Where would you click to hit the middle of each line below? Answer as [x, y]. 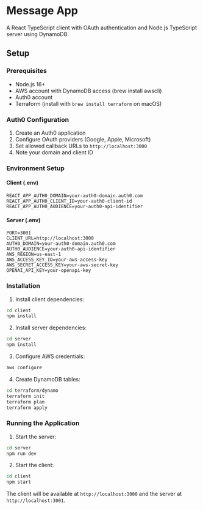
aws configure [24, 368]
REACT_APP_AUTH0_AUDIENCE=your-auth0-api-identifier [75, 207]
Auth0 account [34, 97]
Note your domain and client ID [54, 152]
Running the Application [43, 423]
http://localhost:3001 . [36, 500]
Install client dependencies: [49, 299]
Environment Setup [36, 168]
